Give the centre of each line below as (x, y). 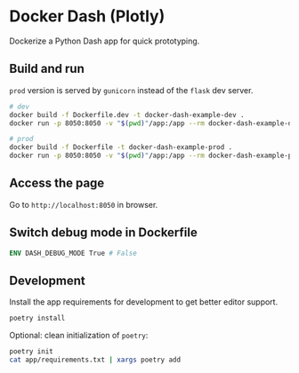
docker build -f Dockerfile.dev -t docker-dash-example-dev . (127, 115)
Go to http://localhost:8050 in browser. (84, 204)
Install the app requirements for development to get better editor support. (144, 302)
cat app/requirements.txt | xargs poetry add (95, 360)
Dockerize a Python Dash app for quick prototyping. (105, 41)
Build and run (47, 69)
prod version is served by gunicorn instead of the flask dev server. (131, 90)
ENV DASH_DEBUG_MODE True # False (73, 253)
